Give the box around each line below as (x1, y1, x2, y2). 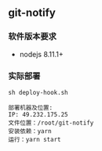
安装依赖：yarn (8, 127, 53, 135)
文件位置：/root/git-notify (8, 119, 94, 127)
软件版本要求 (8, 31, 57, 42)
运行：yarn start (8, 135, 61, 143)
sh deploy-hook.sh (8, 88, 68, 96)
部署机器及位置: (8, 103, 53, 112)
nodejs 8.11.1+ (19, 49, 64, 59)
